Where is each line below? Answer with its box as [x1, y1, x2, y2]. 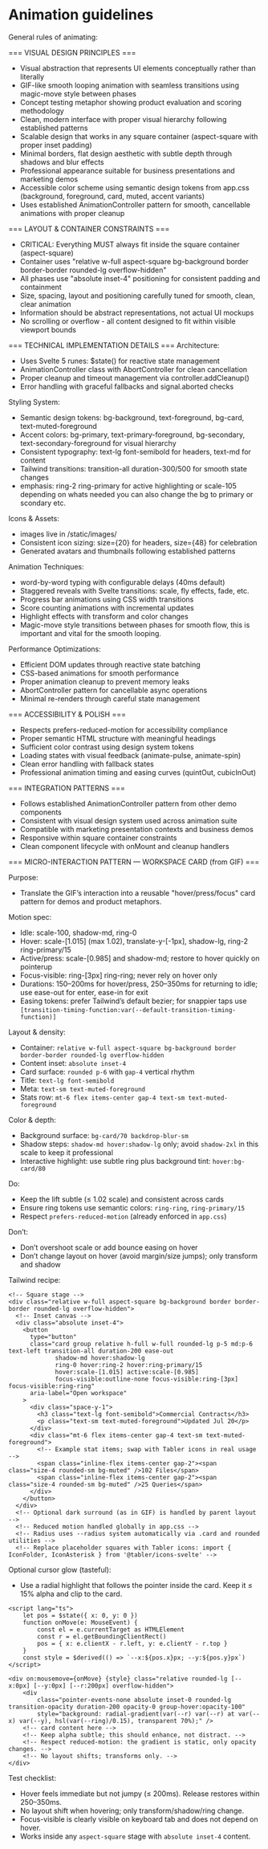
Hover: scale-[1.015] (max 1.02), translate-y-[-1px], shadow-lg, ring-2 [19, 936, 249, 945]
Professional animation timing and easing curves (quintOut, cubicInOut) [19, 767, 257, 777]
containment [19, 282, 62, 292]
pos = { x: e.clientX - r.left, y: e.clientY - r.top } [37, 1639, 228, 1647]
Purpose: [8, 872, 39, 882]
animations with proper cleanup [19, 208, 125, 218]
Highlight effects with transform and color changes [19, 611, 189, 621]
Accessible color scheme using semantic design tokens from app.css [19, 182, 250, 192]
